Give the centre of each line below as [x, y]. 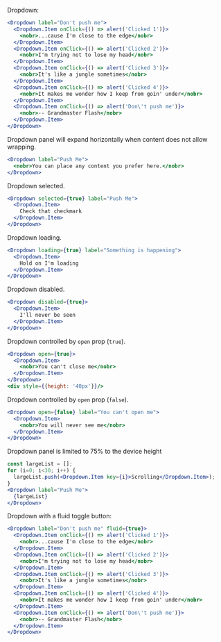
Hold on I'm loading [49, 263]
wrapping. [22, 147]
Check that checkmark [51, 211]
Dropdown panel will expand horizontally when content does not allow [107, 139]
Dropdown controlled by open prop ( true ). [67, 341]
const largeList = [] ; [40, 464]
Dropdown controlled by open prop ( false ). [68, 400]
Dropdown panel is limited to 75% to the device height [85, 452]
